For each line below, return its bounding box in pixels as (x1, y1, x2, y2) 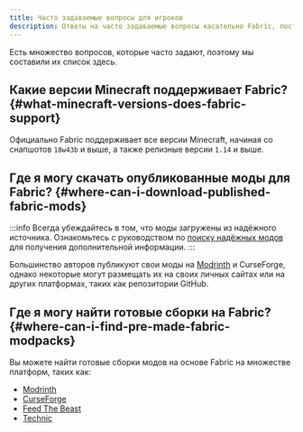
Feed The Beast (22, 403, 82, 414)
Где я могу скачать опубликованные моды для (9, 170, 290, 185)
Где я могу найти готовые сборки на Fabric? (9, 305, 271, 320)
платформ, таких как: (9, 366, 92, 377)
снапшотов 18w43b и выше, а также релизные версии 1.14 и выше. (9, 144, 264, 155)
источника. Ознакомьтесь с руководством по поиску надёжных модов (9, 232, 284, 243)
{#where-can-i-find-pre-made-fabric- (9, 318, 231, 334)
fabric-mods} (9, 198, 87, 213)
